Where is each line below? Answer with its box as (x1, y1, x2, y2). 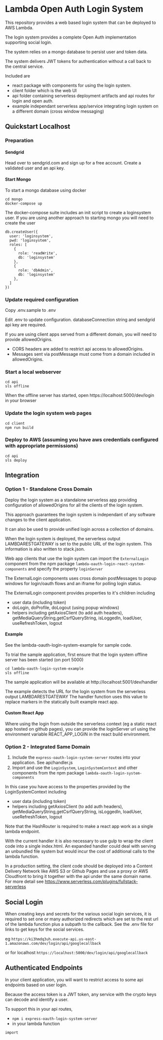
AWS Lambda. (5, 24, 34, 30)
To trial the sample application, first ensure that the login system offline (5, 652, 147, 657)
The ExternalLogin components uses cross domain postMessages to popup (5, 575, 157, 581)
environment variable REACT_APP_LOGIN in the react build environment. (5, 731, 150, 737)
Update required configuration (5, 296, 79, 303)
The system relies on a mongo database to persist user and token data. (5, 49, 148, 55)
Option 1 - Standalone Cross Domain (5, 486, 92, 492)
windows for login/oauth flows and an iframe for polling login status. (5, 580, 142, 586)
